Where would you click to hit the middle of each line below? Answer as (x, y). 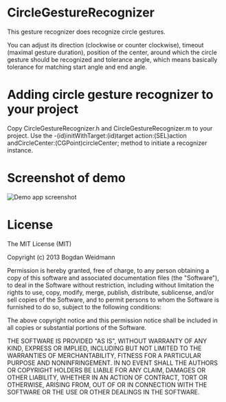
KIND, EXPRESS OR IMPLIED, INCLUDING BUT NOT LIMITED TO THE (104, 348)
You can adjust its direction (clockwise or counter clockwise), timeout (105, 45)
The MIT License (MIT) (39, 244)
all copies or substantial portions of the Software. (77, 327)
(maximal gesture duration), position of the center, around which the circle (112, 52)
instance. (20, 150)
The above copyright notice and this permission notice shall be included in (112, 320)
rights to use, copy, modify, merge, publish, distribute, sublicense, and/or (111, 292)
